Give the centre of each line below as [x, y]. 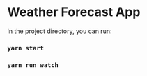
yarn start [25, 48]
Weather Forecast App [74, 12]
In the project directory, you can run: [60, 31]
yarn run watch [33, 65]
